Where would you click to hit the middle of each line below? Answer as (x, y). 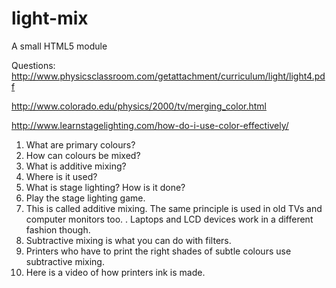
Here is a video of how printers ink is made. (115, 272)
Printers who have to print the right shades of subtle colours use (158, 251)
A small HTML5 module (59, 46)
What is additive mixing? (76, 166)
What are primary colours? (80, 144)
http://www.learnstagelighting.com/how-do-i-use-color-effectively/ (150, 125)
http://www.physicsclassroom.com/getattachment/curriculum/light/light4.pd (168, 76)
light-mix (50, 18)
